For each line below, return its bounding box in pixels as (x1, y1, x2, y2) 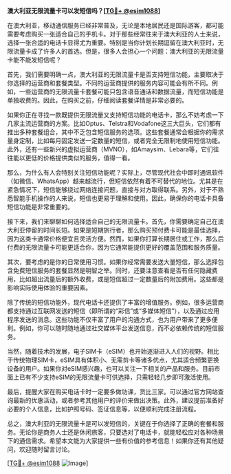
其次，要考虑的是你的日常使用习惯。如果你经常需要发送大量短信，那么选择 (7, 258, 218, 266)
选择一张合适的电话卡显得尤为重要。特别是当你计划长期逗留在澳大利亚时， (7, 39, 218, 47)
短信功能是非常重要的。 (7, 203, 74, 211)
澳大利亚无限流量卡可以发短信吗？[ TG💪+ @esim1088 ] (7, 7, 161, 14)
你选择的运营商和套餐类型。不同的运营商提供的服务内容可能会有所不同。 (7, 79, 212, 87)
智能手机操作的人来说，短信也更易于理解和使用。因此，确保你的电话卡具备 (12, 194, 224, 202)
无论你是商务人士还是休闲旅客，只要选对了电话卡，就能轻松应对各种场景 (19, 428, 224, 436)
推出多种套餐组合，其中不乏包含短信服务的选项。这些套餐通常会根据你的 (7, 128, 212, 136)
